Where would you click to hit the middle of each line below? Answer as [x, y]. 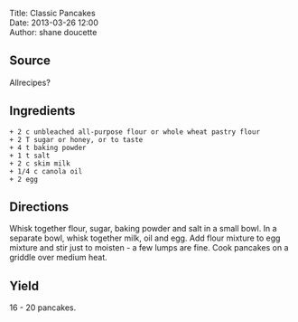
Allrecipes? [30, 82]
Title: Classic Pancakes [53, 13]
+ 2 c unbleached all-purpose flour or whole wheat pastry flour [135, 132]
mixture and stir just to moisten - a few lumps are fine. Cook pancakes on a [149, 248]
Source [30, 61]
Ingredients [42, 111]
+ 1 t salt [30, 156]
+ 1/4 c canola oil [46, 171]
